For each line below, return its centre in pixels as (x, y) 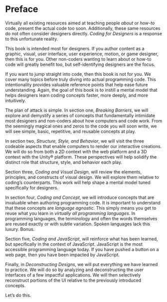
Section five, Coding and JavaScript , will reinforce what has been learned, (82, 239)
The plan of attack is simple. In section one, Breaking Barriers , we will (77, 110)
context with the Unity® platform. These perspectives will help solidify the (81, 157)
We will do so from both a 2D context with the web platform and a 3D (76, 151)
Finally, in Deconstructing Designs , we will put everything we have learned (82, 264)
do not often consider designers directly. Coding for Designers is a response (84, 33)
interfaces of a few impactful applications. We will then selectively (73, 275)
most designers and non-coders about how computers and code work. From (84, 121)
